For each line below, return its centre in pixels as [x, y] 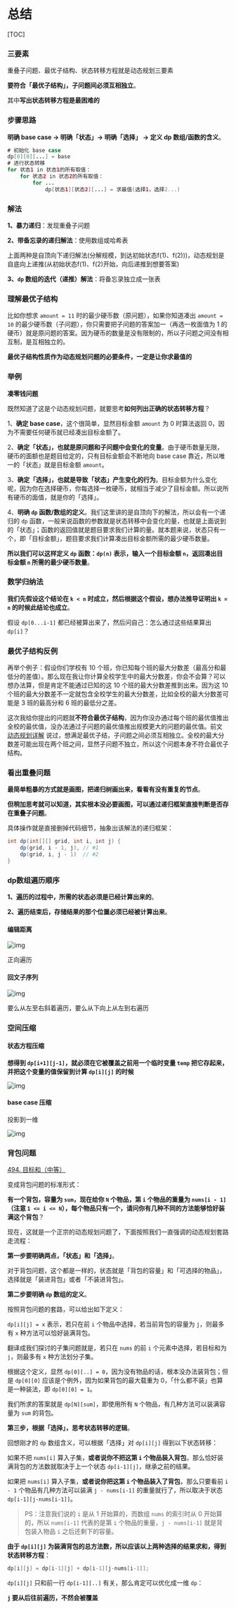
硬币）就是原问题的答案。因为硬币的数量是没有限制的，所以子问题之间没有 [115, 333]
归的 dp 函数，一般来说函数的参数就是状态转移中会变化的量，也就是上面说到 [117, 521]
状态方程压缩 [26, 1046]
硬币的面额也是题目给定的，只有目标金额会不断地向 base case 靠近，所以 [113, 456]
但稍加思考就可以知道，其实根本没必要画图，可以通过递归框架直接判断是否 [115, 805]
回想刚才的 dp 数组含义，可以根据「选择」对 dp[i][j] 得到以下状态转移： [113, 1443]
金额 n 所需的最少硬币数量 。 [53, 562]
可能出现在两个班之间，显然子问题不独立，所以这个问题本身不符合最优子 [124, 744]
